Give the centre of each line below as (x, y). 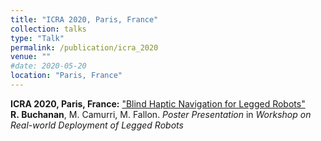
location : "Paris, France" (66, 76)
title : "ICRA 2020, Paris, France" (84, 19)
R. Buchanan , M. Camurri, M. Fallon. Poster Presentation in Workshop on (161, 114)
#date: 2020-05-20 (48, 66)
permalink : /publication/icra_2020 (84, 47)
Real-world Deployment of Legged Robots (97, 125)
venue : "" (31, 57)
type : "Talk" (37, 38)
